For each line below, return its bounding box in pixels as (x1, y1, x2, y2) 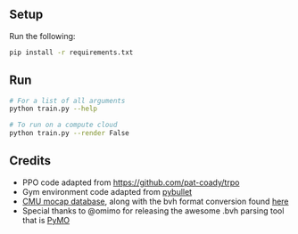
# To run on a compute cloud (9, 120, 118, 130)
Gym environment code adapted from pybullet (21, 186, 193, 197)
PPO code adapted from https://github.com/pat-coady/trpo (21, 177, 240, 188)
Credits (9, 153, 52, 168)
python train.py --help (9, 104, 98, 114)
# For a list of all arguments (9, 96, 126, 105)
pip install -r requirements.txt (9, 48, 134, 57)
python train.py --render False (9, 129, 129, 138)
